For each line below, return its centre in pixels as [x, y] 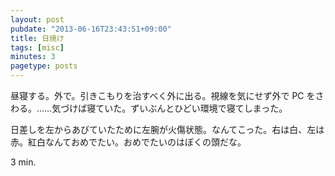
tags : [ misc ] [37, 47]
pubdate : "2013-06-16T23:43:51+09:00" [91, 29]
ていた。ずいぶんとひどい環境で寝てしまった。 [191, 108]
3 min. [23, 162]
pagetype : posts [44, 66]
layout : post [37, 19]
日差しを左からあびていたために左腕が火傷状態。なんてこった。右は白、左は [167, 129]
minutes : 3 [33, 57]
